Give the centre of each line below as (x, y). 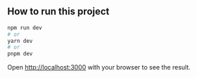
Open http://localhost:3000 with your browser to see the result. (99, 67)
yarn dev (20, 41)
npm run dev (25, 27)
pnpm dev (20, 54)
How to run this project (58, 12)
